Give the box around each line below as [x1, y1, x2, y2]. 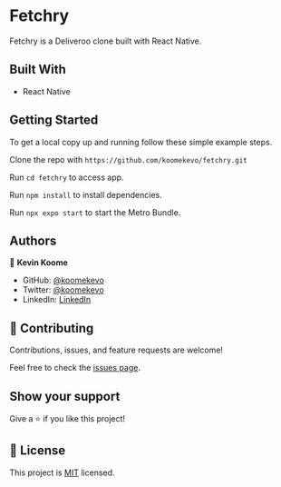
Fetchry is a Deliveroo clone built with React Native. [9, 35, 202, 46]
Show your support [9, 388, 121, 404]
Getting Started [9, 113, 99, 128]
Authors [9, 233, 57, 248]
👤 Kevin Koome [9, 257, 68, 268]
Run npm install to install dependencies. [9, 189, 162, 200]
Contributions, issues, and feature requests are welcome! [9, 344, 224, 355]
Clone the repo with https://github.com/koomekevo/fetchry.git [9, 154, 247, 164]
